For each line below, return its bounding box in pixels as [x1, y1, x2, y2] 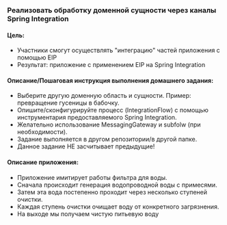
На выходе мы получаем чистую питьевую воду [16, 209, 159, 217]
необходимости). [16, 128, 68, 136]
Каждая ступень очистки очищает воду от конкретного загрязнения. [16, 202, 219, 211]
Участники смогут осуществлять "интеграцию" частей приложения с [16, 47, 220, 55]
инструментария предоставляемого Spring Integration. [16, 114, 177, 122]
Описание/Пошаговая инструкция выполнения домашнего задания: [7, 76, 214, 84]
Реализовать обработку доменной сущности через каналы [7, 5, 217, 15]
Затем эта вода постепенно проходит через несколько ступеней [16, 187, 207, 196]
